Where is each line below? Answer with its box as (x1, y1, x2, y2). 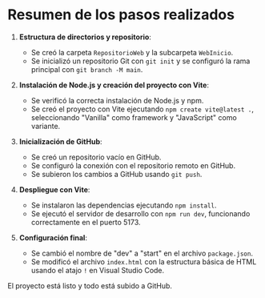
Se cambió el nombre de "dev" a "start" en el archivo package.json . (30, 248, 254, 258)
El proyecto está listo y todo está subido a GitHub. (7, 280, 173, 290)
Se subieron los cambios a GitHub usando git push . (30, 169, 203, 179)
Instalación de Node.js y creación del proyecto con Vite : (18, 80, 210, 90)
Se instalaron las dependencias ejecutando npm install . (30, 200, 217, 210)
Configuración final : (18, 232, 87, 242)
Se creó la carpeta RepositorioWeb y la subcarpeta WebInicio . (30, 47, 234, 57)
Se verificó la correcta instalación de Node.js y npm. (30, 95, 204, 105)
